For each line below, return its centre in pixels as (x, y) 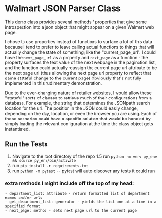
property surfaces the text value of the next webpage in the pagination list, (81, 62)
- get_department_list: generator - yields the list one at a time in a (81, 202)
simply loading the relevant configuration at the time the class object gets (79, 124)
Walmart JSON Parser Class (63, 9)
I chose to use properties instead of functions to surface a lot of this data (79, 41)
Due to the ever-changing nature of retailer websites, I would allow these (78, 93)
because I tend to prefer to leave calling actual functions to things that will (80, 47)
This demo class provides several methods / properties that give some (76, 22)
